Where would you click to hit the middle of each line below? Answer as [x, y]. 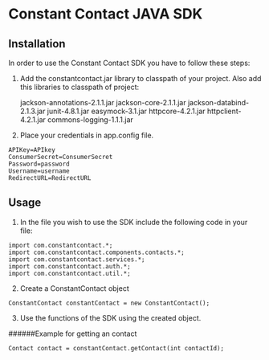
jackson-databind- [218, 102]
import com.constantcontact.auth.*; [69, 266]
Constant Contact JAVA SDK [106, 14]
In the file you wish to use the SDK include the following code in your [134, 222]
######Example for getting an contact [73, 333]
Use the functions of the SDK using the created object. [110, 317]
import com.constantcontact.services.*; [77, 259]
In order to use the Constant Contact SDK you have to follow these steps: [129, 63]
